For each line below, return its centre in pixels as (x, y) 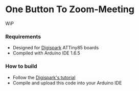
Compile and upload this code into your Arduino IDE (67, 83)
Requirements (23, 37)
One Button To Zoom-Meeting (70, 9)
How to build (21, 66)
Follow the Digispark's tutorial (44, 77)
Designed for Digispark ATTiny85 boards (56, 48)
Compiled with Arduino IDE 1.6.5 (46, 53)
